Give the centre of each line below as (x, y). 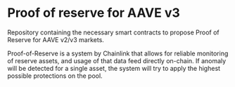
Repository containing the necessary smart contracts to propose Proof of (113, 32)
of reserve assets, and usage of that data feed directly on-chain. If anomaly (117, 60)
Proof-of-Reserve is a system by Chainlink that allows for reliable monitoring (118, 53)
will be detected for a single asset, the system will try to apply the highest (114, 68)
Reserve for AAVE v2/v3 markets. (56, 39)
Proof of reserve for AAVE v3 (94, 13)
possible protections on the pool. (55, 76)
